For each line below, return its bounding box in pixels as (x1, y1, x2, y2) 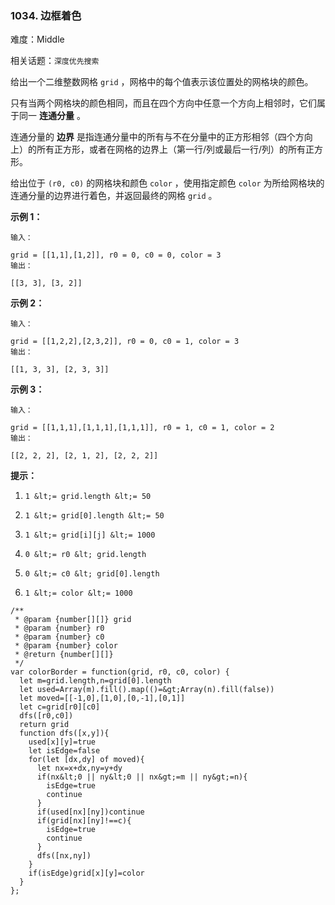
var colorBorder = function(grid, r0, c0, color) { (10, 667, 230, 677)
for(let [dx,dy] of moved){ (28, 755, 145, 765)
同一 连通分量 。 (18, 110, 86, 122)
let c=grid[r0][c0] (19, 702, 101, 712)
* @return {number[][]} (14, 650, 114, 660)
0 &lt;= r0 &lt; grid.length (24, 550, 147, 560)
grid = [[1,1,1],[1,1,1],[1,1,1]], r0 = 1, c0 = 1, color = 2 (10, 423, 275, 433)
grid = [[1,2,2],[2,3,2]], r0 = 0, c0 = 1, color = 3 (10, 337, 240, 347)
